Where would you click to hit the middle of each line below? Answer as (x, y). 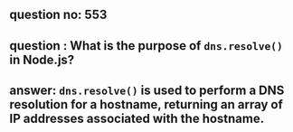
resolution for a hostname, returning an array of (146, 104)
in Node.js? (42, 59)
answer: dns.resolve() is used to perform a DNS (147, 91)
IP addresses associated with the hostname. (137, 119)
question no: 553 (58, 15)
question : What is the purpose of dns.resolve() (146, 46)
